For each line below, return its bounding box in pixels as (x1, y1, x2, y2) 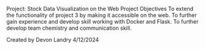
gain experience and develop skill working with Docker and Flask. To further (6, 18, 199, 25)
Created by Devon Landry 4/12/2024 (6, 36, 99, 43)
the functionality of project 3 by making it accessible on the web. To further (6, 11, 198, 19)
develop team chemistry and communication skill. (6, 24, 132, 31)
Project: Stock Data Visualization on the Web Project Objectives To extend (6, 5, 193, 12)
